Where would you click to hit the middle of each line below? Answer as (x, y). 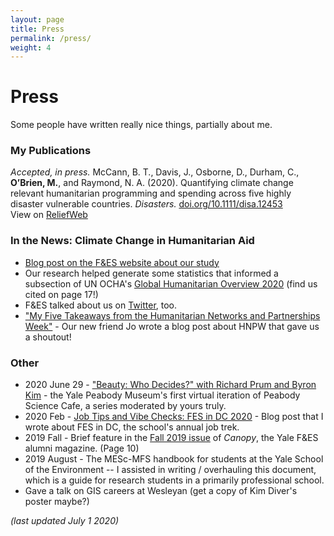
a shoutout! (48, 337)
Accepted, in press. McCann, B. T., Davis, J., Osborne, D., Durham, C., (155, 172)
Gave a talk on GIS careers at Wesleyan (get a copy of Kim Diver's (161, 491)
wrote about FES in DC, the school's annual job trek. (132, 427)
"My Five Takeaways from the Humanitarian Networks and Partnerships (172, 315)
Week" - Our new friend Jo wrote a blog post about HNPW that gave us (172, 326)
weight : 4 (31, 47)
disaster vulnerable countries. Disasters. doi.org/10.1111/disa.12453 (146, 204)
